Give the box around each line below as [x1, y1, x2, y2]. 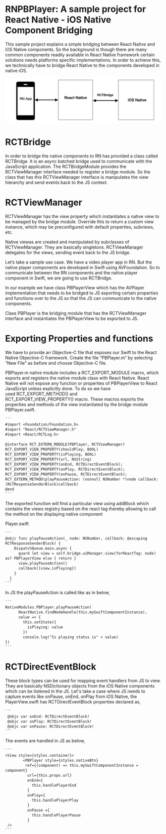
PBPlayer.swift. [5, 407, 36, 413]
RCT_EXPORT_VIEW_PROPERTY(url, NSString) [5, 457, 92, 462]
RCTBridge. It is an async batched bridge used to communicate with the [5, 158, 152, 164]
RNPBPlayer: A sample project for [5, 3, 146, 15]
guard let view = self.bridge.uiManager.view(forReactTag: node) [18, 551, 156, 556]
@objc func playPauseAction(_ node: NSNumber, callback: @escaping [5, 536, 148, 541]
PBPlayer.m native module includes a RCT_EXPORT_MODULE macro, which [5, 370, 159, 376]
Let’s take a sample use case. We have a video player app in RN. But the [5, 259, 152, 265]
